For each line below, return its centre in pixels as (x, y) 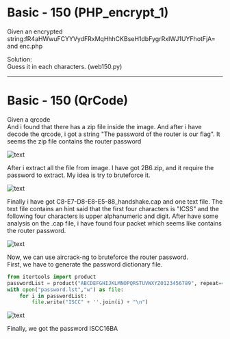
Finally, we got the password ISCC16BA (63, 329)
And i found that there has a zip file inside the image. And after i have (104, 126)
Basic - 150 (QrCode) (68, 101)
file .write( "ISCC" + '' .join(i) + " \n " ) (90, 302)
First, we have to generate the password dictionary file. (85, 264)
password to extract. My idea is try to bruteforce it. (79, 175)
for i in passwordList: (53, 296)
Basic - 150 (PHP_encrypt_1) (88, 13)
